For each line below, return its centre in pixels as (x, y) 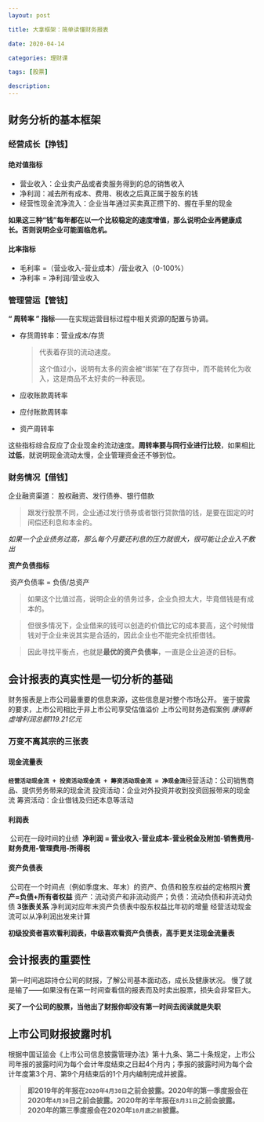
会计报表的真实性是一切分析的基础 (90, 679)
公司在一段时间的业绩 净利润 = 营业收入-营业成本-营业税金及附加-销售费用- (132, 839)
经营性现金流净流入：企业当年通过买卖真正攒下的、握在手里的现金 (126, 203)
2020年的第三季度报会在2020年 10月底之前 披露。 (105, 1110)
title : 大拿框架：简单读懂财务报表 (58, 29)
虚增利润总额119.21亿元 (45, 719)
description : (29, 86)
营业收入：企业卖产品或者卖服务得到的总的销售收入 (102, 183)
